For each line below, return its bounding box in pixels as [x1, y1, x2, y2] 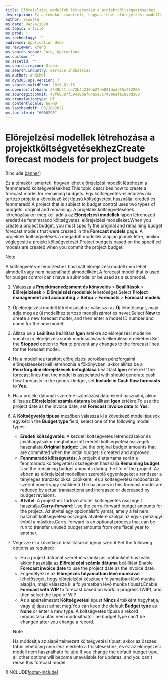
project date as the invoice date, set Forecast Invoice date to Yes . [12, 403, 149, 409]
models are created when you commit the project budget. [5, 244, 124, 250]
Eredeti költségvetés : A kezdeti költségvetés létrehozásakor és [20, 433, 151, 439]
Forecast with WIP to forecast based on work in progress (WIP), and [20, 586, 162, 592]
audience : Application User [5, 40, 64, 45]
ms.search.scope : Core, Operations [5, 49, 80, 54]
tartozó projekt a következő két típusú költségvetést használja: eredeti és [5, 196, 156, 202]
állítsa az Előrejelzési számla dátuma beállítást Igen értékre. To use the [12, 398, 159, 404]
